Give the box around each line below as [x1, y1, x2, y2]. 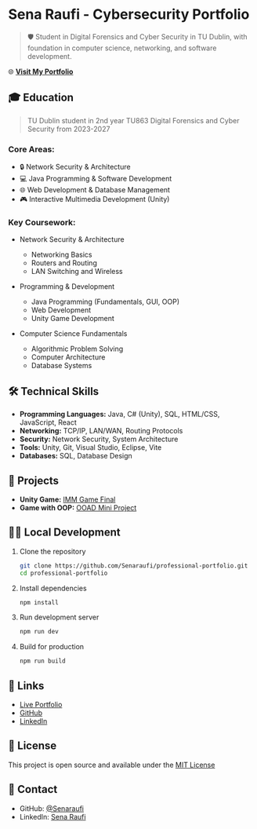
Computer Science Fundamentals [19, 329, 128, 338]
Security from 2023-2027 [27, 124, 110, 133]
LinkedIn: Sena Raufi [19, 812, 86, 821]
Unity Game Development [31, 314, 115, 323]
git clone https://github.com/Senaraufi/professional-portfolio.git [19, 561, 248, 570]
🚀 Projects [8, 473, 60, 488]
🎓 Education [8, 91, 74, 104]
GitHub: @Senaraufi [19, 803, 85, 813]
